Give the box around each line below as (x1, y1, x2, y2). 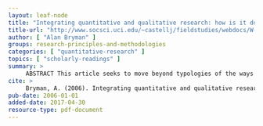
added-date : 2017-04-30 (8, 99, 86, 106)
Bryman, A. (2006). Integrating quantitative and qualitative (25, 84, 233, 92)
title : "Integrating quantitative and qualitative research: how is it (8, 19, 247, 27)
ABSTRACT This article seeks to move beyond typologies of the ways (25, 70, 254, 77)
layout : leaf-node (8, 11, 68, 20)
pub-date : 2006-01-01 (8, 92, 79, 99)
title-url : (8, 26, 44, 34)
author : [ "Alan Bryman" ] (8, 33, 96, 41)
